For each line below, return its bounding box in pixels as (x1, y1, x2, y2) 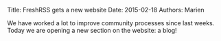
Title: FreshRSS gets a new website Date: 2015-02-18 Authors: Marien (7, 6, 205, 14)
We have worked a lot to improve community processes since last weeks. (7, 19, 215, 27)
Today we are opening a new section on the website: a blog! (7, 27, 177, 34)
